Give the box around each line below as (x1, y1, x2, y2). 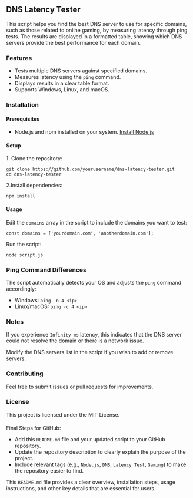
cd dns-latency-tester (6, 172, 62, 177)
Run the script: (6, 240, 42, 248)
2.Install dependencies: (6, 182, 63, 189)
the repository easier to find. (14, 467, 84, 474)
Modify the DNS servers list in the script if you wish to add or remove (6, 349, 174, 356)
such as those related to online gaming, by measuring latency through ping (6, 27, 188, 34)
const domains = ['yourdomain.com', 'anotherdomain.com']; (6, 230, 154, 236)
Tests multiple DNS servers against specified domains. (14, 67, 148, 74)
